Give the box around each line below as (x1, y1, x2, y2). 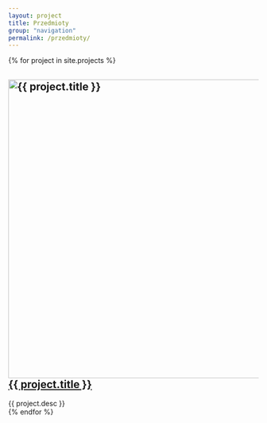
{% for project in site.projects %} (8, 56, 117, 65)
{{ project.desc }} (8, 399, 66, 409)
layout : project (8, 11, 62, 20)
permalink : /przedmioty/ (8, 33, 91, 42)
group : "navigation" (8, 26, 77, 34)
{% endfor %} (8, 407, 54, 417)
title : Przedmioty (8, 19, 69, 27)
